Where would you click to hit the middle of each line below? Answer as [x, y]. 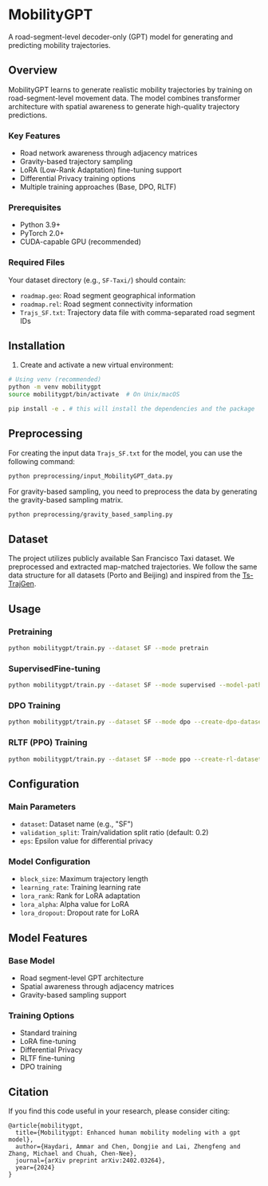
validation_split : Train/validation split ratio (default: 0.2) [114, 833]
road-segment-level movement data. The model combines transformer [124, 98]
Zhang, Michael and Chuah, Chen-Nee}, [73, 1154]
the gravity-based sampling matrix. [66, 499]
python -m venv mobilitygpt [55, 387]
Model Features [48, 938]
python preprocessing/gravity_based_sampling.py [91, 514]
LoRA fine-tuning [48, 1042]
